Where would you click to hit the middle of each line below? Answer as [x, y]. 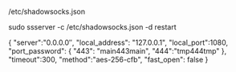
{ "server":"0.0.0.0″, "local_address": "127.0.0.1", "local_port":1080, [118, 42]
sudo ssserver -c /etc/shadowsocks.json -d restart [92, 27]
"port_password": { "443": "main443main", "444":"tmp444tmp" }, [118, 51]
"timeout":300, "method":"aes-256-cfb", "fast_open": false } [108, 60]
